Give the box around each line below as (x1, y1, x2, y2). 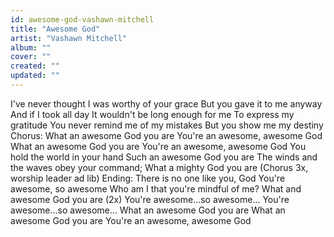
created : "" (10, 61, 60, 71)
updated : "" (10, 71, 60, 81)
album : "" (10, 42, 52, 53)
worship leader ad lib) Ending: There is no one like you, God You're (10, 172, 286, 184)
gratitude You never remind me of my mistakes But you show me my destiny (10, 119, 324, 131)
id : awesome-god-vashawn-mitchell (10, 14, 155, 25)
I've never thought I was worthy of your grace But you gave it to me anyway (10, 97, 323, 110)
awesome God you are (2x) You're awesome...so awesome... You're (10, 193, 290, 205)
